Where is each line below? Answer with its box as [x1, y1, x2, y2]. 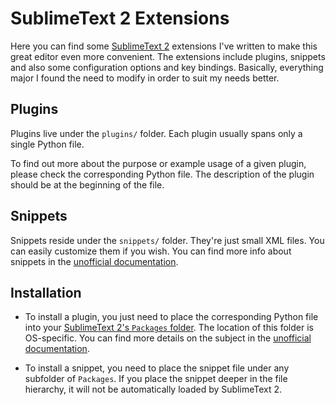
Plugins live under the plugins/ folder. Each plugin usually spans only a [10, 127, 303, 139]
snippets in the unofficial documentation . [10, 255, 179, 267]
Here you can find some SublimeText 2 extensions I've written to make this [10, 40, 318, 52]
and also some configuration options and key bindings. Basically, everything [10, 61, 324, 73]
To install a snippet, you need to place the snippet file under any [24, 362, 290, 374]
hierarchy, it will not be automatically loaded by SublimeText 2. [24, 383, 283, 396]
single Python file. [10, 138, 85, 150]
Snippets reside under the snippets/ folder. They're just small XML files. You [10, 234, 325, 246]
